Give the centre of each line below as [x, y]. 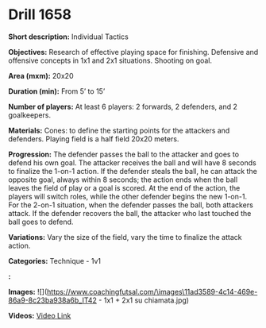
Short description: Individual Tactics [68, 37]
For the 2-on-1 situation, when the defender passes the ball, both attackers [131, 205]
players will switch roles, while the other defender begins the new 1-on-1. [128, 196]
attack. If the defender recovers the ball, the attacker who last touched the [130, 213]
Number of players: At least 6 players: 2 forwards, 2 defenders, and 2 [123, 106]
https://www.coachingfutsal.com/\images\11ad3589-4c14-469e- [152, 291]
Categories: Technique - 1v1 [55, 260]
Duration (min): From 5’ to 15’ [57, 91]
